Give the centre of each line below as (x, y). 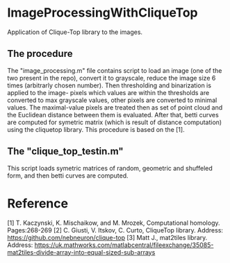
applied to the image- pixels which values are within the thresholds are (108, 92)
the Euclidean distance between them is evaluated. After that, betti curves (113, 114)
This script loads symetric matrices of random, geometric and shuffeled (110, 168)
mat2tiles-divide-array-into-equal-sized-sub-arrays (81, 252)
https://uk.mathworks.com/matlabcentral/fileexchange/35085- (124, 245)
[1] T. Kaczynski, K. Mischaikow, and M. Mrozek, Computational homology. (114, 223)
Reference (38, 203)
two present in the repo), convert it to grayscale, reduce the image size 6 (112, 78)
